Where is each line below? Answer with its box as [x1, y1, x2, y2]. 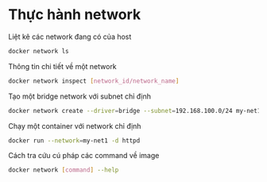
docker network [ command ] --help [8, 166, 119, 174]
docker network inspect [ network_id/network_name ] [8, 77, 180, 85]
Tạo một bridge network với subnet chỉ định [8, 91, 151, 101]
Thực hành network [8, 6, 141, 24]
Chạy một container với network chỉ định [8, 121, 141, 130]
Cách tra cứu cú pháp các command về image [8, 151, 160, 161]
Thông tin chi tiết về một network [8, 61, 117, 71]
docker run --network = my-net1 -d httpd [8, 137, 141, 145]
